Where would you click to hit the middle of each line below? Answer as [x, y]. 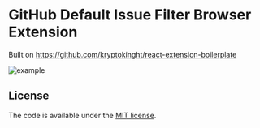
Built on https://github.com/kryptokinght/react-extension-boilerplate [123, 54]
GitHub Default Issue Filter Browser [130, 15]
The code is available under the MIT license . [82, 115]
